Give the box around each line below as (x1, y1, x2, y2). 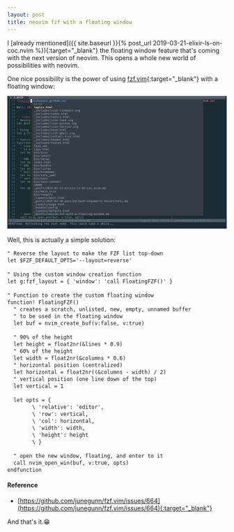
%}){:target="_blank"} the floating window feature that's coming (34, 46, 220, 54)
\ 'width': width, (32, 424, 86, 431)
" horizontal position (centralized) (13, 362, 123, 369)
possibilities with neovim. (7, 61, 80, 69)
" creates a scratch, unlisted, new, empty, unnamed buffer (13, 306, 192, 313)
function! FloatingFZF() (7, 299, 79, 306)
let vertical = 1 (13, 383, 64, 390)
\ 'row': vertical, (32, 411, 89, 418)
